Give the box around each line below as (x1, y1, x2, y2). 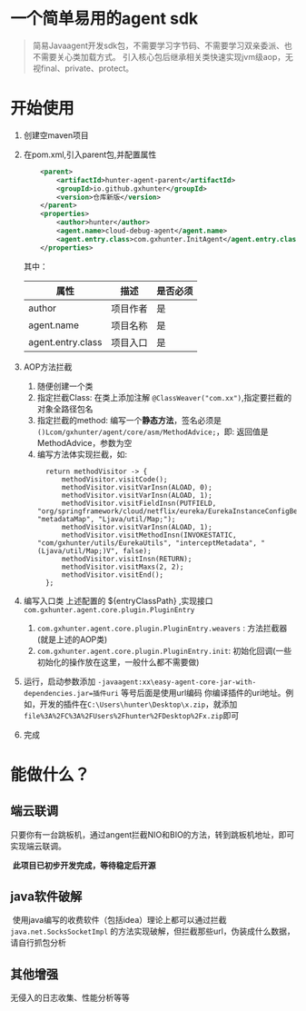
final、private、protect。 (40, 63, 134, 74)
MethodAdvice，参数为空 (36, 437, 133, 448)
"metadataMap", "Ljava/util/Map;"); (36, 514, 176, 523)
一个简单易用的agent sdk (10, 8, 199, 29)
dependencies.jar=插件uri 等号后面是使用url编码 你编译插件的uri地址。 (23, 687, 286, 698)
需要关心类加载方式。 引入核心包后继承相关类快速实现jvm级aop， (40, 51, 286, 62)
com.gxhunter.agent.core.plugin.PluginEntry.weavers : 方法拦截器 (36, 622, 288, 633)
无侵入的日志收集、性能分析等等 (10, 992, 130, 1004)
